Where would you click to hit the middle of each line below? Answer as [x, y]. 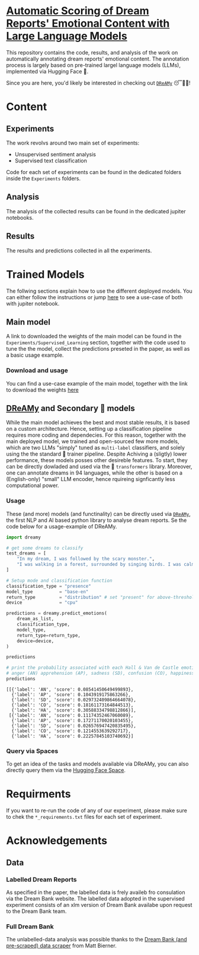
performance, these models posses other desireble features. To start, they [97, 460]
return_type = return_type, [49, 635]
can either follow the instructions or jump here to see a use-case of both [94, 297]
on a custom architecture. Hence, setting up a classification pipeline [89, 429]
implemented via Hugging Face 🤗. [47, 71]
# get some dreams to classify [45, 548]
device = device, [36, 641]
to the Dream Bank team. [36, 911]
